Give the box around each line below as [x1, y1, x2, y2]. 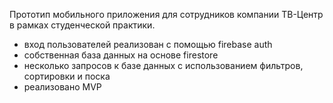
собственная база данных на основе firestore [23, 49, 219, 61]
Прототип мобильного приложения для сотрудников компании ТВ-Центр [9, 9, 324, 20]
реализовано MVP [23, 81, 102, 93]
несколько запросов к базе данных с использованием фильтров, [23, 60, 304, 71]
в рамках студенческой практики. [9, 19, 156, 31]
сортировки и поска [23, 70, 111, 82]
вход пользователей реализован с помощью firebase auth [23, 39, 273, 50]
